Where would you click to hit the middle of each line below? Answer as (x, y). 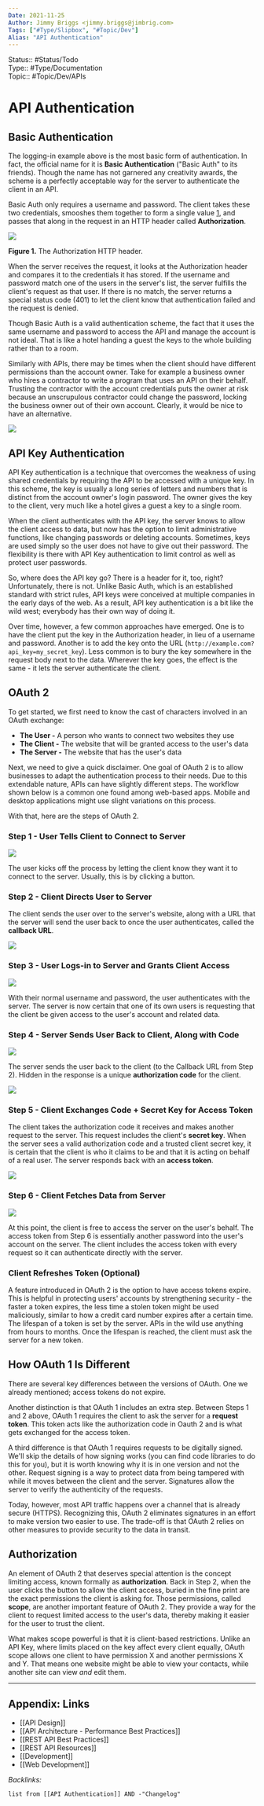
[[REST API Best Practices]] (64, 1740)
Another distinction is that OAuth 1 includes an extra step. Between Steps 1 (128, 1407)
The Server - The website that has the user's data (101, 752)
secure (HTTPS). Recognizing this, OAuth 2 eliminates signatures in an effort (132, 1513)
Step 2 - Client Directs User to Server (80, 897)
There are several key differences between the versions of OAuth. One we (128, 1383)
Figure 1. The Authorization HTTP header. (75, 251)
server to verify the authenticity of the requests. (86, 1489)
